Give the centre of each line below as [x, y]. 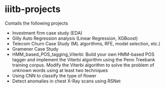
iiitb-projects [33, 9]
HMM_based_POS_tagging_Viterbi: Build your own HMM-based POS [83, 54]
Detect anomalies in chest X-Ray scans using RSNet [66, 81]
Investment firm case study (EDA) [47, 33]
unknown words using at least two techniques [60, 70]
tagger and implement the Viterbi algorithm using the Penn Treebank [84, 59]
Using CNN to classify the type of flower [54, 75]
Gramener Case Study [35, 49]
